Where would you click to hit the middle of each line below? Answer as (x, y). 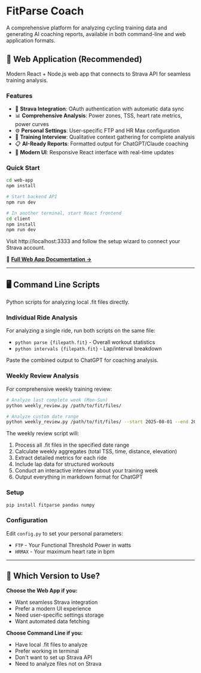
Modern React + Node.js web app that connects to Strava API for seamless (99, 74)
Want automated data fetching (52, 621)
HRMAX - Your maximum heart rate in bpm (65, 551)
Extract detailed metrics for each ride (61, 458)
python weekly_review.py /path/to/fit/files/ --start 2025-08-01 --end (97, 422)
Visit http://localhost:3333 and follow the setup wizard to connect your (93, 241)
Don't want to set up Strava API (54, 657)
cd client (19, 219)
